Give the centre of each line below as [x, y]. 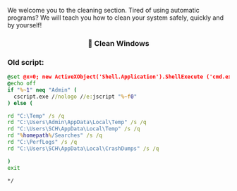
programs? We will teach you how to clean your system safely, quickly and [116, 18]
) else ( [20, 103]
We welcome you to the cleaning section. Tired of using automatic [103, 10]
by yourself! [25, 25]
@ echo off [22, 84]
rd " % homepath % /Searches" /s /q [55, 136]
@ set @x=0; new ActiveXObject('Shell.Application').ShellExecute [105, 77]
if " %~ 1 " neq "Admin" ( [42, 90]
